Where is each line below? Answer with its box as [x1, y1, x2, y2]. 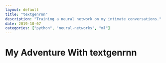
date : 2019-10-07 [5, 21, 41, 26]
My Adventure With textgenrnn [5, 47, 137, 59]
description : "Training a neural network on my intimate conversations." [5, 16, 162, 21]
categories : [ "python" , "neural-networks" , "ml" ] [5, 26, 111, 31]
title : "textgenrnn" [5, 12, 48, 17]
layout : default [5, 7, 39, 12]
